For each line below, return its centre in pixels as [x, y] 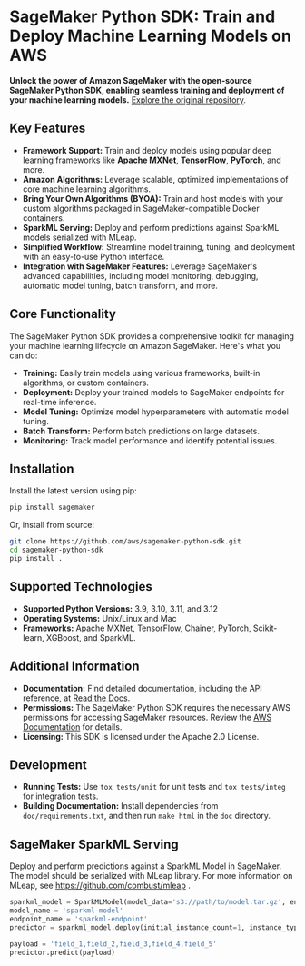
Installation [42, 468]
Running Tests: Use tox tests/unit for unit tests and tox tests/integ [154, 787]
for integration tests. [60, 796]
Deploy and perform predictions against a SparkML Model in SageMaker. [146, 866]
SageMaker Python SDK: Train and [143, 17]
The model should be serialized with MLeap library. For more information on [151, 876]
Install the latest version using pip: [74, 491]
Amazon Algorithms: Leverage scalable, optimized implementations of [155, 179]
